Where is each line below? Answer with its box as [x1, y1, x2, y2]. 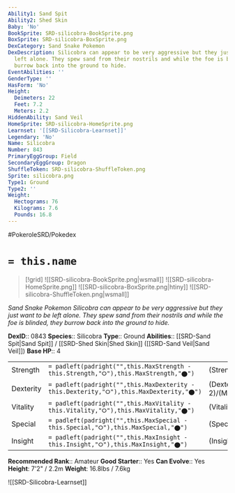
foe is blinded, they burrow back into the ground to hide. [8, 318, 170, 326]
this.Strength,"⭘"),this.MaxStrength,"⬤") [48, 369, 195, 377]
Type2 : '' [8, 185, 37, 192]
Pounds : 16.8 [14, 211, 52, 218]
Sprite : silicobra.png [8, 172, 74, 179]
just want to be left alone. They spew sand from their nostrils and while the [8, 311, 224, 319]
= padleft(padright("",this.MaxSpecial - [48, 416, 188, 424]
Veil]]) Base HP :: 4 [8, 347, 61, 355]
